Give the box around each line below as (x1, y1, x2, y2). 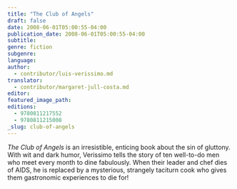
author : (7, 63, 31, 71)
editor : (7, 90, 31, 97)
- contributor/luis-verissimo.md (14, 70, 114, 77)
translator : (7, 76, 43, 84)
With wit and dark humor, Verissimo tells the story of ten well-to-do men (7, 150, 220, 159)
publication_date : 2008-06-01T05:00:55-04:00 (7, 30, 145, 38)
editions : (7, 103, 37, 111)
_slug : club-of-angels (7, 123, 75, 131)
